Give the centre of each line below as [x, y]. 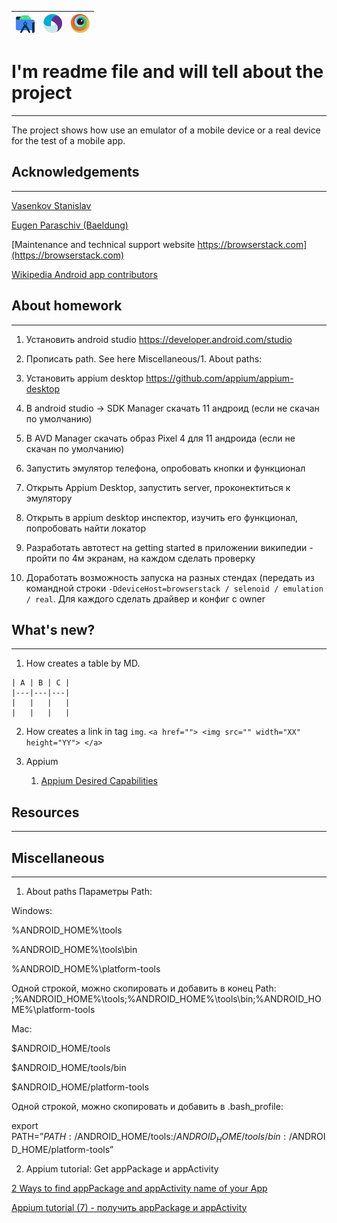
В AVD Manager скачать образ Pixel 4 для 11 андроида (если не [160, 438]
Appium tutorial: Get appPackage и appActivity [122, 1168]
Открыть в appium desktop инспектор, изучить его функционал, [162, 517]
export [25, 1125]
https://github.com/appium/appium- [219, 378]
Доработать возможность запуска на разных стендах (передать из [170, 577]
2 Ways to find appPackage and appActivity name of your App [139, 1188]
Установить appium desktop [84, 378]
